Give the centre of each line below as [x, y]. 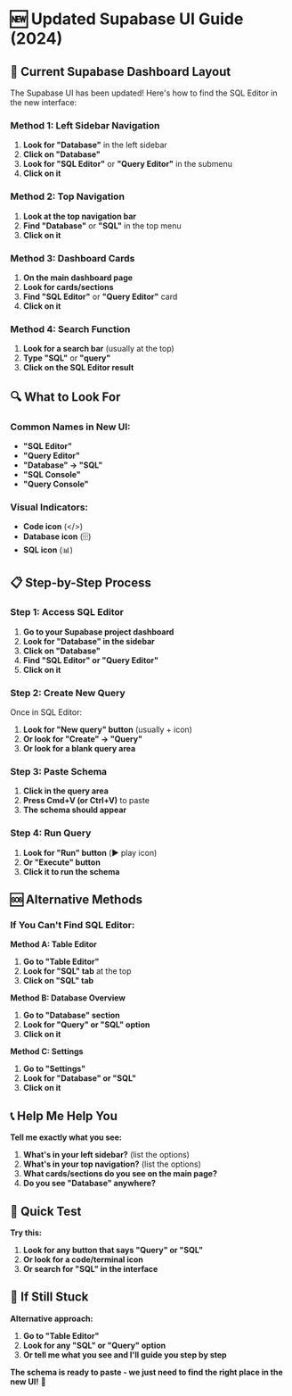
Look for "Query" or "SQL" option [86, 1025]
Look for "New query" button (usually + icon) [107, 730]
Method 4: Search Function [70, 328]
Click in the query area [66, 791]
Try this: [26, 1233]
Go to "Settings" [54, 1069]
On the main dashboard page [77, 278]
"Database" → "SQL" [63, 465]
